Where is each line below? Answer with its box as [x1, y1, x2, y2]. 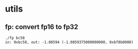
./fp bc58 [5, 35, 25, 40]
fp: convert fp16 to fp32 [5, 23, 79, 31]
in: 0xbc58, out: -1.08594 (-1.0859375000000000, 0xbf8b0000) [5, 40, 134, 45]
